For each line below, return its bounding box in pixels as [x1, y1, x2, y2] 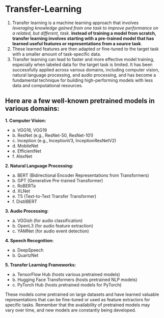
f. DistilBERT [12, 198, 38, 204]
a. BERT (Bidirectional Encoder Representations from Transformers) [12, 172, 149, 178]
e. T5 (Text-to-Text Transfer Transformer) [12, 193, 97, 199]
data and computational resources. [12, 82, 83, 88]
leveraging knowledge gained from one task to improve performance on [12, 25, 159, 31]
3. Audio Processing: [5, 208, 49, 214]
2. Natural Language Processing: [5, 162, 74, 168]
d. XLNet [12, 188, 30, 194]
